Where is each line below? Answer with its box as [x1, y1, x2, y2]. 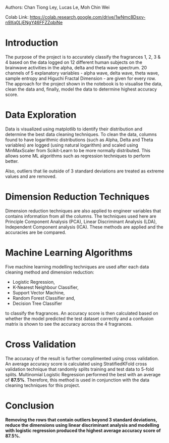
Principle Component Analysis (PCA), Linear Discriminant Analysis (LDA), [5, 218, 157, 225]
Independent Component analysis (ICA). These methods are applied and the [5, 224, 164, 230]
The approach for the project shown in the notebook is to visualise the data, [5, 80, 163, 86]
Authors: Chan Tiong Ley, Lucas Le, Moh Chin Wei [5, 5, 110, 10]
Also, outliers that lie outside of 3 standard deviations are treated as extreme [5, 168, 164, 174]
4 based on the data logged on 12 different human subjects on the [5, 59, 143, 65]
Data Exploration [5, 109, 77, 121]
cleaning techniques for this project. [5, 382, 81, 388]
